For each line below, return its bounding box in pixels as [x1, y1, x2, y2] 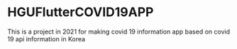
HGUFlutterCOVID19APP [7, 4, 154, 20]
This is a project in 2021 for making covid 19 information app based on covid [7, 27, 231, 36]
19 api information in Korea [7, 34, 86, 43]
